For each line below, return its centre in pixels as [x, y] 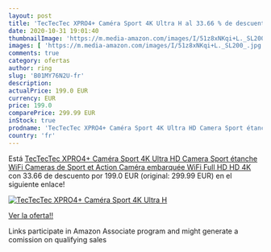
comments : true [34, 53]
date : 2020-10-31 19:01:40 [54, 31]
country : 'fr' [32, 135]
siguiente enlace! [37, 184]
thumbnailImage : [35, 38]
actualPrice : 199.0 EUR [48, 91]
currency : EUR [32, 98]
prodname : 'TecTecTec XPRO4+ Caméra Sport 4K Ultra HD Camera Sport [126, 128]
